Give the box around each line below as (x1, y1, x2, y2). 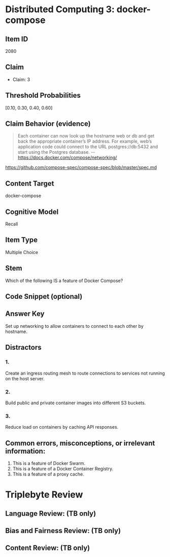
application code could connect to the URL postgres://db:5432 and (17, 144, 158, 150)
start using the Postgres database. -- (17, 149, 95, 155)
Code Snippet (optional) (5, 292, 83, 301)
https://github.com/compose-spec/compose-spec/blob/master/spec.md (5, 164, 157, 171)
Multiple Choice (5, 249, 39, 255)
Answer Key (5, 310, 45, 318)
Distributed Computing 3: (5, 4, 115, 15)
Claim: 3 (12, 76, 30, 82)
